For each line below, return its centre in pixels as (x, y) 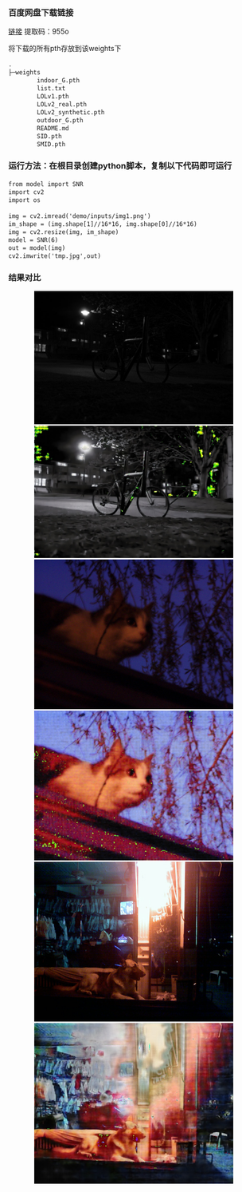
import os (25, 200)
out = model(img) (37, 248)
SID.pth (49, 137)
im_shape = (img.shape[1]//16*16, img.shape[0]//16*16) (103, 224)
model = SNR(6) (33, 240)
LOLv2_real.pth (62, 105)
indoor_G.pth (59, 81)
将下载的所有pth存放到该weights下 (65, 49)
